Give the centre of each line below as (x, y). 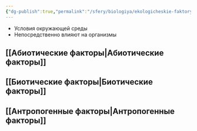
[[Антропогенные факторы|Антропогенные (90, 111)
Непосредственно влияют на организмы (65, 34)
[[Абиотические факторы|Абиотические (85, 53)
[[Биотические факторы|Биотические (79, 82)
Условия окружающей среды (51, 28)
